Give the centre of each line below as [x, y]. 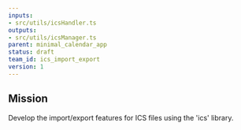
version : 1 [26, 67]
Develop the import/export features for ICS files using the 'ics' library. [121, 117]
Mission [28, 99]
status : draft [32, 52]
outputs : [22, 30]
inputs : [21, 15]
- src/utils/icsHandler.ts [52, 23]
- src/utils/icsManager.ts [52, 37]
